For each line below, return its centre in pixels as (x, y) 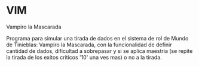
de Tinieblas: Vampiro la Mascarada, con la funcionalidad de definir (89, 45)
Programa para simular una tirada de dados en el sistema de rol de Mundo (97, 38)
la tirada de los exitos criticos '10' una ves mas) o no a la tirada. (84, 57)
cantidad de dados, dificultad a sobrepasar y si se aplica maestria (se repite (99, 51)
